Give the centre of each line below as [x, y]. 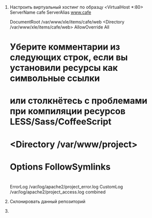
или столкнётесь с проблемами [78, 101]
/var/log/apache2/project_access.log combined [58, 192]
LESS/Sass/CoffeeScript [61, 122]
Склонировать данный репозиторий [48, 201]
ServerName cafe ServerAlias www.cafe [51, 12]
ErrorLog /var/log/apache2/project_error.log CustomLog [66, 187]
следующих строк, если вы [69, 57]
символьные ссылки [55, 78]
